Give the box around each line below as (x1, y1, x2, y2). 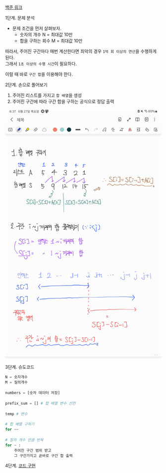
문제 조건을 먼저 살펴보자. (12, 25, 62, 31)
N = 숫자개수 (5, 375, 28, 380)
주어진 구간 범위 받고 (14, 448, 52, 453)
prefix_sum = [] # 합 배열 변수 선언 (5, 401, 76, 406)
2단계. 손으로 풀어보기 (5, 82, 48, 88)
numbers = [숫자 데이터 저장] (5, 391, 60, 396)
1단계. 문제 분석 (5, 15, 35, 21)
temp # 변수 (5, 411, 28, 416)
